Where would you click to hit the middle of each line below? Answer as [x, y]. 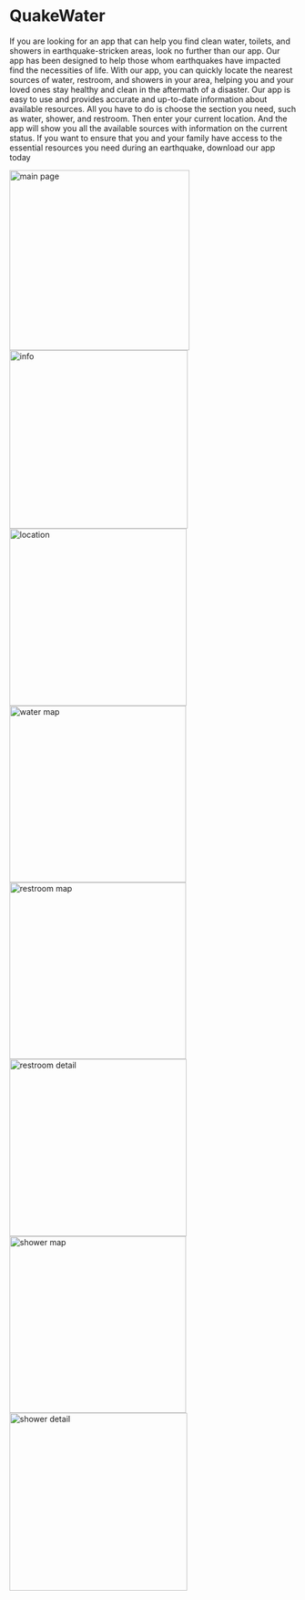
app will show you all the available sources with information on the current [149, 128]
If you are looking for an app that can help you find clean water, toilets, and [150, 41]
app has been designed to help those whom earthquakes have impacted [145, 60]
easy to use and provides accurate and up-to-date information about [138, 99]
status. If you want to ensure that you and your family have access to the [146, 138]
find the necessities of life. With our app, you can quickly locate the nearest [151, 70]
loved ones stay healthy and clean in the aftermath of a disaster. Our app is [150, 89]
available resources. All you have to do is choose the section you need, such [153, 108]
